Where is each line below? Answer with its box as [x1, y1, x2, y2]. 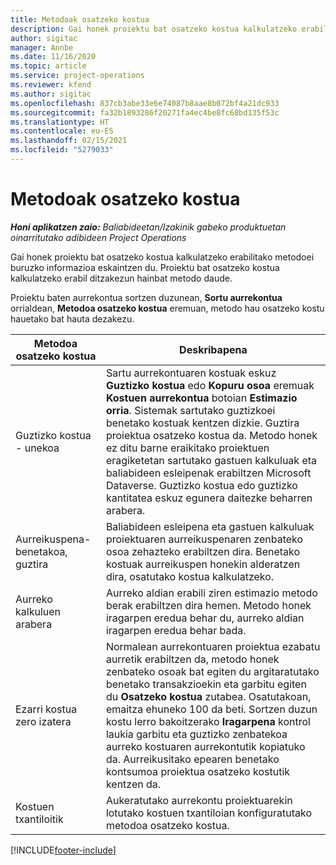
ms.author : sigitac [10, 89, 92, 99]
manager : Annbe [10, 42, 74, 53]
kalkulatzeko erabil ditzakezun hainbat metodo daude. [10, 272, 233, 284]
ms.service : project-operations [10, 71, 145, 81]
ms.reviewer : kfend [10, 80, 92, 90]
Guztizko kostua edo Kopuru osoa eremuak [105, 378, 315, 392]
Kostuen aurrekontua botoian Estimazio [105, 391, 298, 405]
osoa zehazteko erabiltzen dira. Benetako [105, 544, 301, 558]
